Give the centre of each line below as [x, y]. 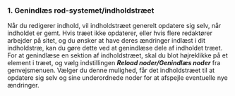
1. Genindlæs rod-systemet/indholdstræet [81, 11]
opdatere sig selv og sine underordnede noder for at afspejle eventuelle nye [117, 78]
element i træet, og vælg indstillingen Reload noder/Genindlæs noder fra [114, 63]
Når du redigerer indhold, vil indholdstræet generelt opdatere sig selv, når [114, 26]
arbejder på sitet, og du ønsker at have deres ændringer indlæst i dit [107, 41]
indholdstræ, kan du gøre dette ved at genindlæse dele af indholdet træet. [115, 48]
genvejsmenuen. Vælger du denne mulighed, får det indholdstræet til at [111, 70]
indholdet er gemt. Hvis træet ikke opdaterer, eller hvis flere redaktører [110, 33]
